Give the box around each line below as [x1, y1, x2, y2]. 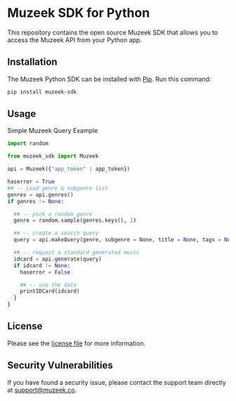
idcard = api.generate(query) [13, 255, 102, 262]
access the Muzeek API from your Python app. [7, 35, 143, 44]
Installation [7, 56, 58, 68]
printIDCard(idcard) [20, 288, 80, 295]
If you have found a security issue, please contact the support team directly [7, 378, 226, 386]
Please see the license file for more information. [7, 339, 146, 348]
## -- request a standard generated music [13, 249, 140, 256]
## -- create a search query [13, 230, 99, 237]
